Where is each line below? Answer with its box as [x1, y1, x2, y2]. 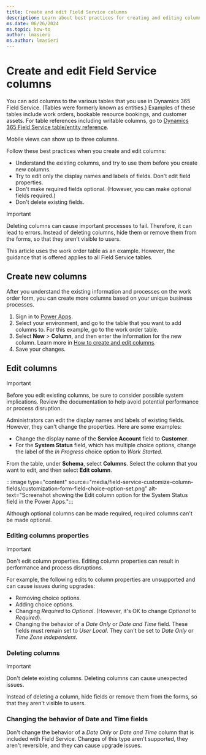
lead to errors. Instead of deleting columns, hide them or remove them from [6, 229, 197, 236]
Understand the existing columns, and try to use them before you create [15, 159, 198, 166]
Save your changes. [15, 345, 66, 353]
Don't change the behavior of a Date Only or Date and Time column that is [6, 729, 194, 736]
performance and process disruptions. [6, 563, 104, 571]
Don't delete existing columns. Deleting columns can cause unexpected [6, 675, 188, 682]
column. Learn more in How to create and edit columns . [15, 338, 156, 346]
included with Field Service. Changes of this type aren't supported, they [6, 735, 188, 743]
